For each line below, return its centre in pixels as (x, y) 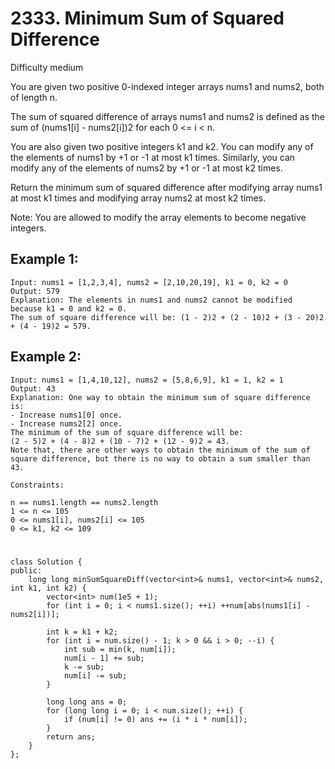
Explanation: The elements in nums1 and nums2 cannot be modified (151, 300)
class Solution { (46, 562)
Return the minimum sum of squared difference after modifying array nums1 (166, 187)
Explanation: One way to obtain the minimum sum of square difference (160, 397)
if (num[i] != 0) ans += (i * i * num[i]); (155, 719)
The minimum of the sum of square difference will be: (127, 432)
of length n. (34, 97)
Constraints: (37, 485)
